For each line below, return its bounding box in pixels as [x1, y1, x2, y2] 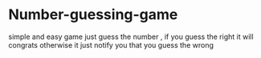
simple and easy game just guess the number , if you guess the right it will [8, 32, 255, 41]
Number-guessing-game [8, 6, 178, 24]
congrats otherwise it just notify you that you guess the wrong [8, 40, 214, 49]
